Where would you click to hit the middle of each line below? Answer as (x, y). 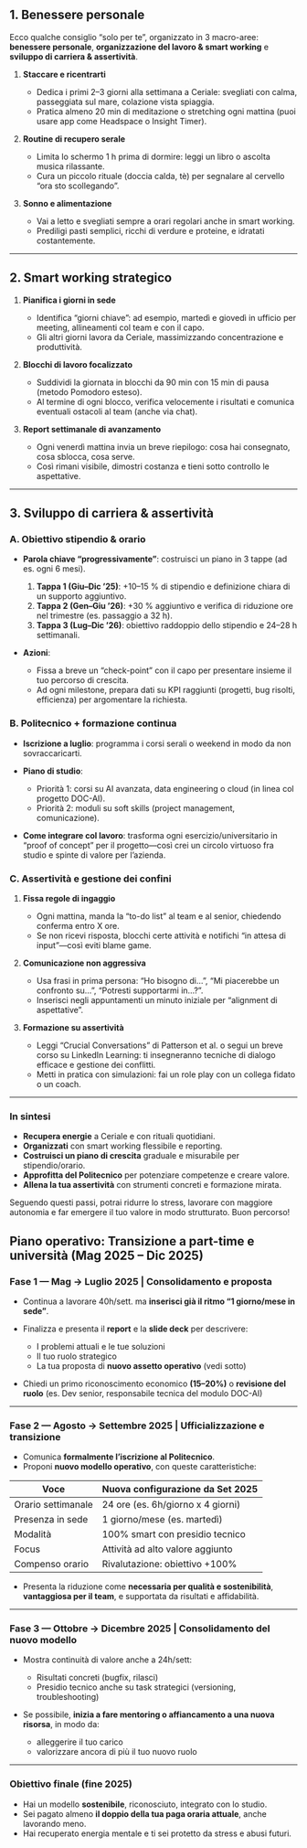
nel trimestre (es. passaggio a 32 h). (105, 615)
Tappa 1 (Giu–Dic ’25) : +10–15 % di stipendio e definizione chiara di (163, 587)
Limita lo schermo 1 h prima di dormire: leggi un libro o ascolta (153, 156)
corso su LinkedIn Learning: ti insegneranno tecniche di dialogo (156, 1054)
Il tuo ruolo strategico (76, 1356)
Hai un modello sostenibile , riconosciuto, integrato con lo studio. (145, 1804)
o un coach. (59, 1084)
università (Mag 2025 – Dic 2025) (106, 1255)
